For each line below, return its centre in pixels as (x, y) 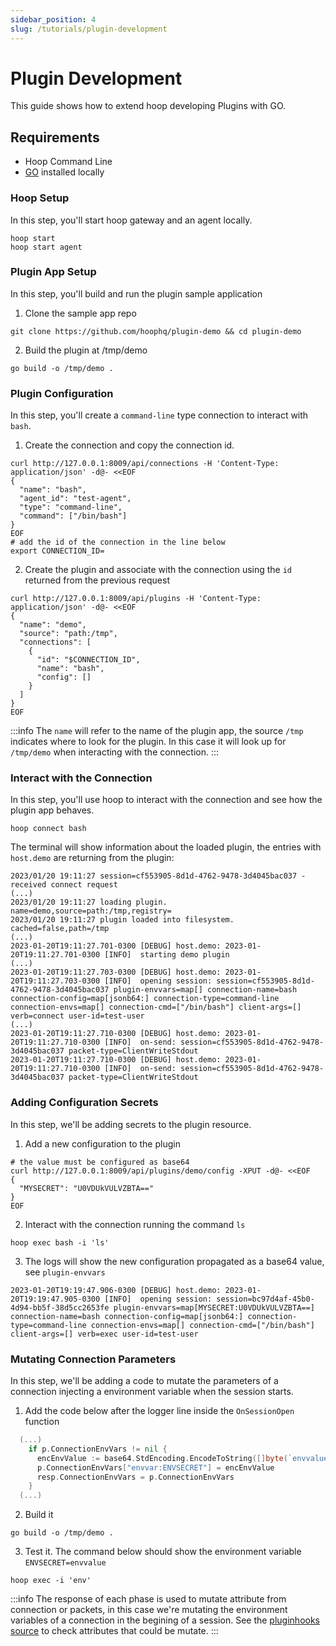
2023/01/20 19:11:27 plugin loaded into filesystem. (122, 920)
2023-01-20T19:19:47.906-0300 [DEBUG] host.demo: (116, 1290)
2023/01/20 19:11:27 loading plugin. (89, 902)
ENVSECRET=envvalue (65, 1563)
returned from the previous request (97, 580)
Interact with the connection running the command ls (135, 1224)
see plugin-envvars (65, 1272)
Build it (39, 1515)
